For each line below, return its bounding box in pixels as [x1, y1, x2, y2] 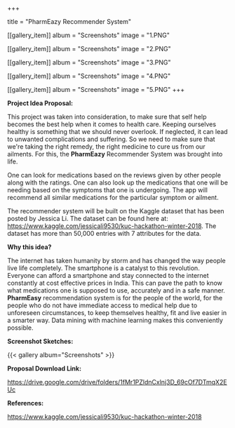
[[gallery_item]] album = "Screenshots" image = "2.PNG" [7, 45, 171, 53]
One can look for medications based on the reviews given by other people [7, 171, 221, 179]
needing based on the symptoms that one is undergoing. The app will [7, 186, 208, 194]
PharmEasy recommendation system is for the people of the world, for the [7, 294, 223, 302]
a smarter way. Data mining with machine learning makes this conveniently [7, 316, 223, 324]
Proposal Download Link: [7, 364, 82, 373]
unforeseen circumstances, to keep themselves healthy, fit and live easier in [7, 309, 227, 316]
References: [7, 399, 44, 407]
